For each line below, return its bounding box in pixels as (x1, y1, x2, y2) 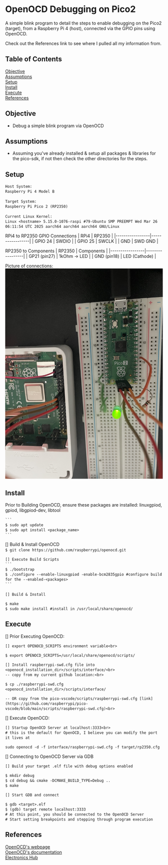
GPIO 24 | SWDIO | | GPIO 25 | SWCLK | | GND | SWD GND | (34, 238, 158, 244)
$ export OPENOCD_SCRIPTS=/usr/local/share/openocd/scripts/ (5, 653, 135, 658)
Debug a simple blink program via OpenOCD (12, 123, 104, 129)
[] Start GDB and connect (5, 792, 59, 797)
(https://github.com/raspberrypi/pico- (5, 701, 88, 706)
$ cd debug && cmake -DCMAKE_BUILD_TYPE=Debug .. (5, 778, 111, 783)
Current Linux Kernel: (5, 214, 52, 219)
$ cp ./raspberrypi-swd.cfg (5, 682, 64, 687)
